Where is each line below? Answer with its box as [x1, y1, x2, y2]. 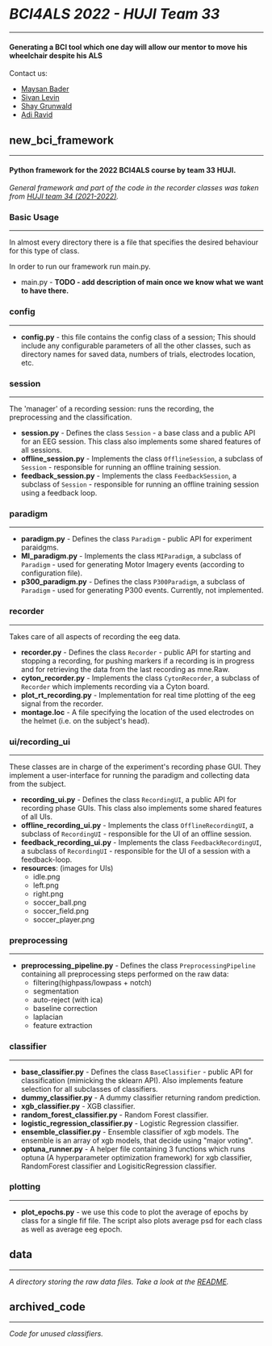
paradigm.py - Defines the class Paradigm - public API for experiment [20, 534, 253, 544]
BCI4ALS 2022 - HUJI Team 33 [9, 5, 220, 23]
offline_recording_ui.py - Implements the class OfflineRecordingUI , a [20, 820, 254, 830]
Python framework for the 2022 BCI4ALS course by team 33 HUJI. [9, 165, 236, 174]
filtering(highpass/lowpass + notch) [32, 978, 153, 988]
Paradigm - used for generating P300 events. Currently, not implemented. [20, 586, 264, 596]
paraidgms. [20, 542, 59, 553]
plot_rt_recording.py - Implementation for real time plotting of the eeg [20, 690, 256, 700]
